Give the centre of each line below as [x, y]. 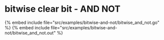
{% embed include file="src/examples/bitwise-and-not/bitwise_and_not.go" [82, 22]
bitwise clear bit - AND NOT [63, 9]
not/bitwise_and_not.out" [30, 33]
